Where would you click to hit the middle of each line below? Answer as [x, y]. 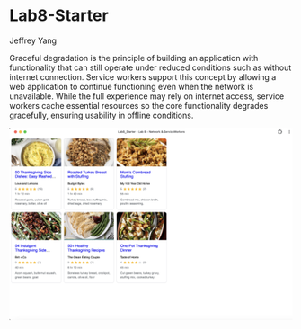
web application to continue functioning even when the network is [132, 86]
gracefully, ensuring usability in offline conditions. [102, 115]
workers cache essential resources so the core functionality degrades [139, 105]
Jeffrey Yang [33, 40]
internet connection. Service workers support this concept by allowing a [143, 76]
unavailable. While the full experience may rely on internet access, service [147, 96]
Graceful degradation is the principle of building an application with [134, 58]
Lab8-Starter [59, 16]
